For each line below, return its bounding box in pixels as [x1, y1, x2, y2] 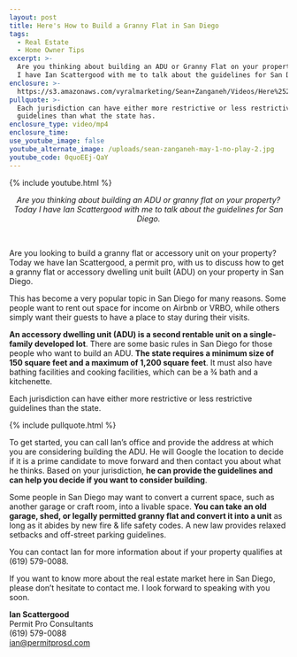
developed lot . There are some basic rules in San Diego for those [34, 338, 273, 349]
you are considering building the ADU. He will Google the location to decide [9, 446, 285, 457]
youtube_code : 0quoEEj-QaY [9, 152, 109, 162]
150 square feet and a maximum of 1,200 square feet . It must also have [9, 357, 272, 367]
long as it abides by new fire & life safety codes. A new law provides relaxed [9, 520, 286, 530]
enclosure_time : [9, 128, 69, 137]
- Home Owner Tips [17, 46, 86, 55]
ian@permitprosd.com [9, 637, 91, 647]
